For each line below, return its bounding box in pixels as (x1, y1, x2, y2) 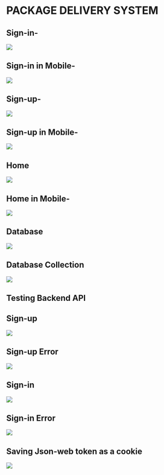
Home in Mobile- (6, 193, 71, 204)
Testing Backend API (6, 293, 86, 303)
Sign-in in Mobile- (6, 61, 75, 71)
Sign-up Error (6, 347, 58, 357)
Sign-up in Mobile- (6, 128, 78, 138)
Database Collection (6, 260, 84, 270)
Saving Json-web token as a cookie (6, 446, 143, 456)
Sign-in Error (6, 413, 56, 423)
